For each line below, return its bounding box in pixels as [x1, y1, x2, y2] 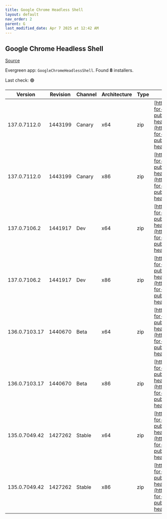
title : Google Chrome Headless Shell [5, 7, 83, 12]
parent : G [5, 21, 26, 26]
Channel [76, 91, 97, 98]
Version [16, 91, 36, 98]
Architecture [101, 91, 133, 98]
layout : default [5, 12, 39, 17]
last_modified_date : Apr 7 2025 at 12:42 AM [5, 26, 99, 31]
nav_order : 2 [5, 16, 32, 21]
